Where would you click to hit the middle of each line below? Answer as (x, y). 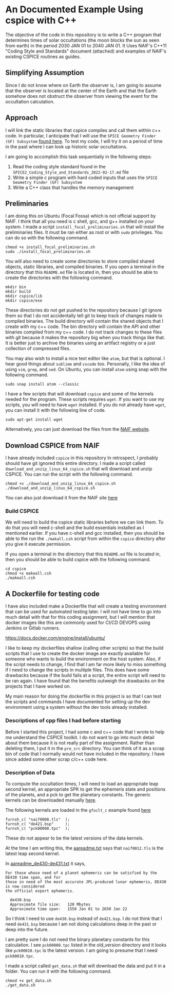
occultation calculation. (30, 101)
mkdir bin (16, 287)
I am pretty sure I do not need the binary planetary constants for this (78, 939)
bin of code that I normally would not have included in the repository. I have (85, 754)
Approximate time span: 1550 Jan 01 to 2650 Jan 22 (69, 909)
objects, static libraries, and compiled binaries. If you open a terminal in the (85, 267)
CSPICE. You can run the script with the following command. (69, 474)
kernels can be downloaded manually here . (51, 800)
